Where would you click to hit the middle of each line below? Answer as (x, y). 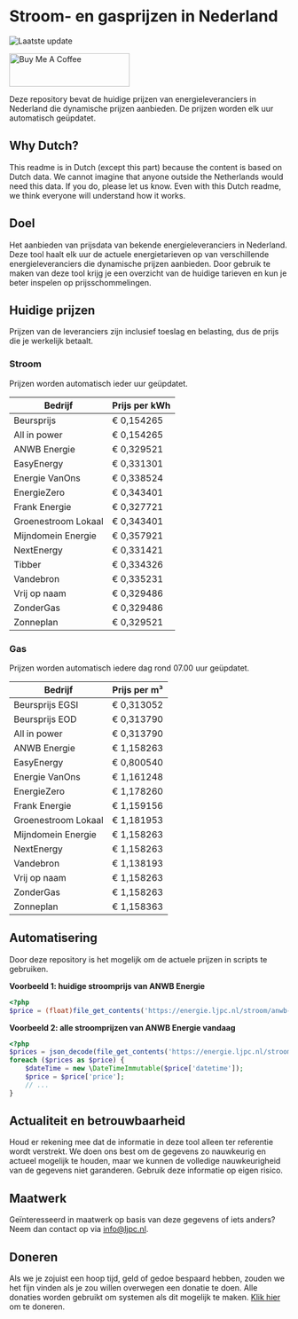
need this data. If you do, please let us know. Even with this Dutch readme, (145, 186)
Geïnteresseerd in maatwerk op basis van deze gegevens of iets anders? (142, 1220)
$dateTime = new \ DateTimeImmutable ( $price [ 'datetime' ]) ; (134, 1069)
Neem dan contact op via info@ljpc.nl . (79, 1229)
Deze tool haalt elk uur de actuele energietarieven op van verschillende (139, 254)
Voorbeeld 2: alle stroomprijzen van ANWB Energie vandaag (122, 1027)
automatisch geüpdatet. (52, 118)
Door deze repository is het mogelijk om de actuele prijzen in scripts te (138, 959)
